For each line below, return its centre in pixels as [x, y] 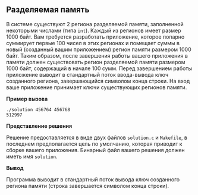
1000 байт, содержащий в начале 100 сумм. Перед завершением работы [99, 68]
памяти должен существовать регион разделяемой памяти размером [96, 62]
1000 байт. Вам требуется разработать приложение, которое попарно [95, 37]
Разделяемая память [48, 10]
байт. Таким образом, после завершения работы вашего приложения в [97, 55]
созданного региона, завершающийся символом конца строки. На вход [98, 81]
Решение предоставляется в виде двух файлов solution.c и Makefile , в [97, 137]
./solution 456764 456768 [38, 109]
